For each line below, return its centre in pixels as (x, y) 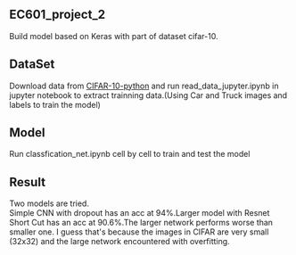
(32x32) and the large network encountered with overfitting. (119, 242)
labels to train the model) (55, 104)
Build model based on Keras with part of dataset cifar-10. (114, 36)
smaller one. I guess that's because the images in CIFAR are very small (139, 232)
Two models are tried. (49, 203)
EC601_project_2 (57, 15)
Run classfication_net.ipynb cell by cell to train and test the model (130, 154)
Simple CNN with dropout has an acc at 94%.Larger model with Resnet (140, 213)
